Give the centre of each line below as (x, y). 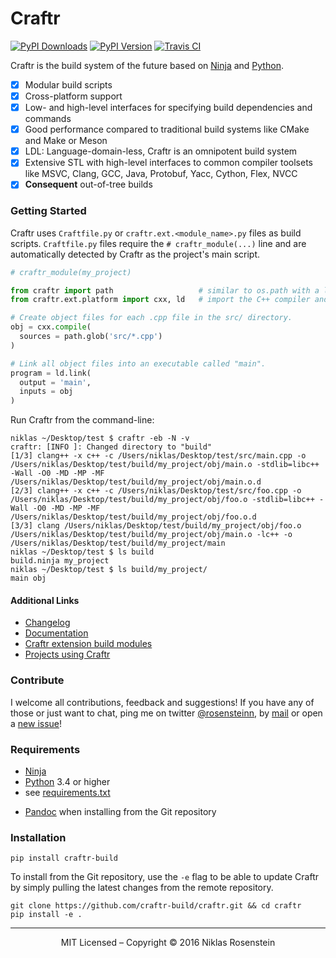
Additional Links (45, 600)
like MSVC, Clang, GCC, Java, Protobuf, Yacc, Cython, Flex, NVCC (161, 174)
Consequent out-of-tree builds (88, 184)
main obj (28, 578)
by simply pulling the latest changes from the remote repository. (142, 888)
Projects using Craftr (67, 654)
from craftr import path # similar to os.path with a (165, 290)
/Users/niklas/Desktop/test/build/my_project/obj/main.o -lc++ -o (151, 535)
